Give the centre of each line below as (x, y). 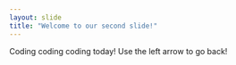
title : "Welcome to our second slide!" (84, 26)
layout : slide (36, 17)
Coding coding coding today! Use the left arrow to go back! (118, 51)
